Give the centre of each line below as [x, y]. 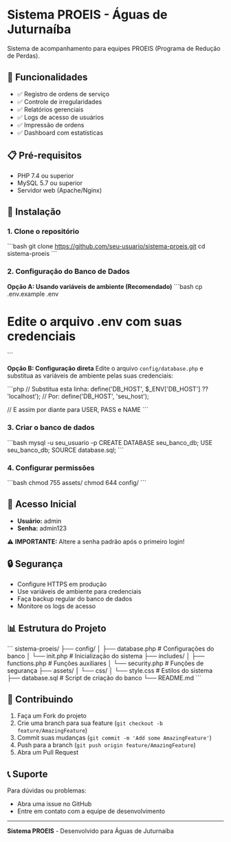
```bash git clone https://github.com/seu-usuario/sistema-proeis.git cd [106, 246]
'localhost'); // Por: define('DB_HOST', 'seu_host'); [78, 396]
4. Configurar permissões [51, 468]
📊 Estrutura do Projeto [57, 628]
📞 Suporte [27, 774]
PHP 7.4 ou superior [45, 175]
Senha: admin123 [42, 528]
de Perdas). [23, 56]
